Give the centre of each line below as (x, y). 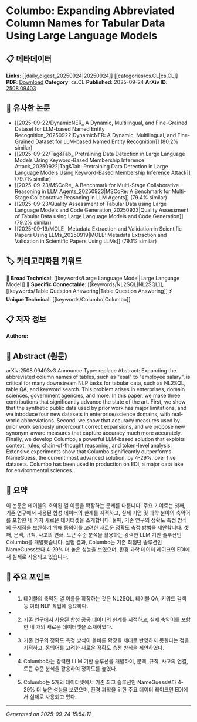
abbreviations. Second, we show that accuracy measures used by (101, 421)
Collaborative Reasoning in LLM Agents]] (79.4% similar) (98, 197)
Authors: (17, 336)
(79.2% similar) (33, 222)
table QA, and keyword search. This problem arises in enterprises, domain (96, 389)
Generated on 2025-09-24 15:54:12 (49, 714)
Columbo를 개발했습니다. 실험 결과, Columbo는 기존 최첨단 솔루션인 (84, 542)
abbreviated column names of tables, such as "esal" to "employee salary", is (98, 377)
